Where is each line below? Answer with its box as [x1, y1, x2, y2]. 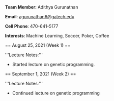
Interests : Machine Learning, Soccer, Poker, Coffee [5, 33, 110, 38]
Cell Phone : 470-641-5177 [5, 23, 58, 29]
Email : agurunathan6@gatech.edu [5, 14, 75, 19]
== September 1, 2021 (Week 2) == [5, 71, 76, 77]
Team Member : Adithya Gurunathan [5, 4, 79, 10]
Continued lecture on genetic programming [12, 90, 100, 96]
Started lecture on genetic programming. [12, 62, 95, 67]
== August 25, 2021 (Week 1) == [5, 42, 71, 48]
